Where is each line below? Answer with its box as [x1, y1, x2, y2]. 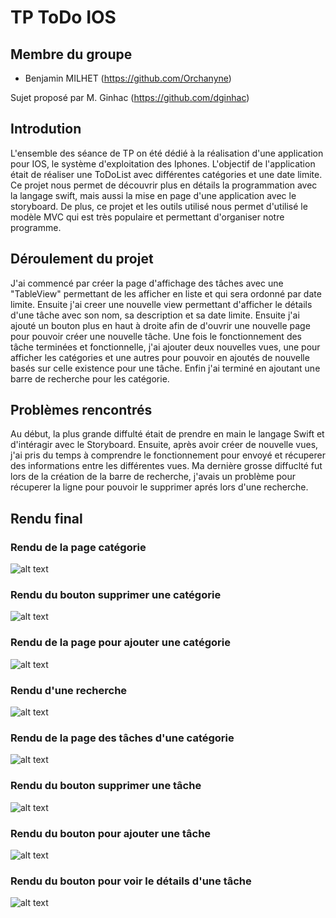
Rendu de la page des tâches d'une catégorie [10, 731, 235, 745]
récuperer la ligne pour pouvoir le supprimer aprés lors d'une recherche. [10, 481, 309, 493]
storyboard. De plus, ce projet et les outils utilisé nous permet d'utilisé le [10, 200, 308, 212]
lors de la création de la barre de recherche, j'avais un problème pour [10, 471, 296, 483]
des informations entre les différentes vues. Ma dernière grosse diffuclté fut [10, 460, 323, 472]
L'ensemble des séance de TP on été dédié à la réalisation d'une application [10, 147, 324, 159]
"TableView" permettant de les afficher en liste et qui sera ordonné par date [10, 287, 322, 300]
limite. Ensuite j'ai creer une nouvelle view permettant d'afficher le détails [10, 298, 313, 310]
